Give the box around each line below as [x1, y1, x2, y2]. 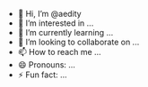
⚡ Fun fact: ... [17, 69, 67, 80]
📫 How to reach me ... [17, 47, 101, 57]
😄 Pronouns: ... [17, 59, 76, 70]
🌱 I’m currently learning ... [17, 28, 114, 37]
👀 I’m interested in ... [17, 18, 94, 28]
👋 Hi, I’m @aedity [17, 9, 83, 19]
